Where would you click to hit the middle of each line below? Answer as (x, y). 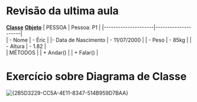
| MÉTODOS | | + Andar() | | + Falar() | (52, 52)
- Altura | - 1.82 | (26, 46)
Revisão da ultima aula (63, 11)
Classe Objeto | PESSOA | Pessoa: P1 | (54, 27)
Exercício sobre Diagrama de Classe (96, 77)
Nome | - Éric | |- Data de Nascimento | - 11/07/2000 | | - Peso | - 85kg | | (102, 40)
